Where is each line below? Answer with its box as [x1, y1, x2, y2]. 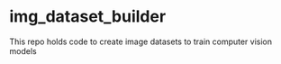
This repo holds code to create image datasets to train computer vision [9, 36, 273, 47]
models [9, 45, 38, 56]
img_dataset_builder [9, 6, 167, 27]
